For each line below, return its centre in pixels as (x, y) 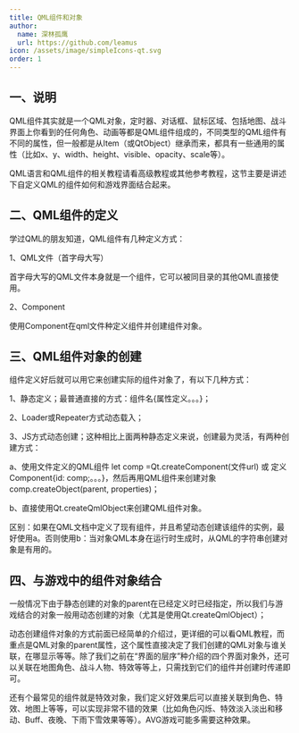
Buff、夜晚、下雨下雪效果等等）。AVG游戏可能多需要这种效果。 (140, 720)
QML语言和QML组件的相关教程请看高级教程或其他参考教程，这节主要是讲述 (148, 173)
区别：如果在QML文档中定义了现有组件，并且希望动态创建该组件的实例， (143, 527)
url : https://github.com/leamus (78, 42)
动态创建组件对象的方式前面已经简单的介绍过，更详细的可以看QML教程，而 (147, 634)
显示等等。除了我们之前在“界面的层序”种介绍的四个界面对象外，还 (161, 656)
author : (24, 26)
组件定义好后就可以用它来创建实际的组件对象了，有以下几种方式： (130, 380)
